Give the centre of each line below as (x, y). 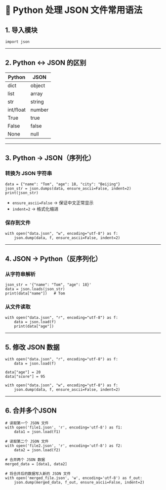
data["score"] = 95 (25, 376)
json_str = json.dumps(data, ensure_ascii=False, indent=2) (68, 188)
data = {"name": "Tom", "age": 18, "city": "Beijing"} (63, 184)
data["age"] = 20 (23, 372)
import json (17, 42)
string (37, 101)
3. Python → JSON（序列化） (50, 158)
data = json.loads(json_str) (35, 289)
